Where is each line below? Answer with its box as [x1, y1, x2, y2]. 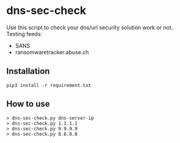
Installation [6, 66, 50, 77]
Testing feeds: [6, 30, 43, 37]
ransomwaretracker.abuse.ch [15, 48, 90, 55]
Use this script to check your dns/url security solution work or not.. [6, 24, 175, 31]
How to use [6, 99, 50, 110]
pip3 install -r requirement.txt [6, 82, 92, 88]
